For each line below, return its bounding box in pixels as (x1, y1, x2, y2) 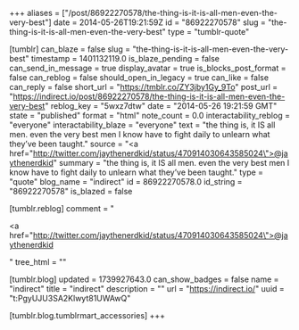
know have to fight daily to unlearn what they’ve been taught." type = (9, 167, 264, 177)
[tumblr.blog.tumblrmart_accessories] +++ (9, 310, 166, 320)
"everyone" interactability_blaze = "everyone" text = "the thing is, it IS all (9, 120, 276, 130)
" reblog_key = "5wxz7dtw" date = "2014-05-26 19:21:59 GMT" (44, 101, 278, 111)
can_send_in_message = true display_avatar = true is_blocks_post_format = (9, 62, 287, 73)
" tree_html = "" (9, 257, 67, 267)
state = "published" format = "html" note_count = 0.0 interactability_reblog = (9, 111, 290, 120)
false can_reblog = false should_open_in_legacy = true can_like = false (9, 72, 270, 83)
